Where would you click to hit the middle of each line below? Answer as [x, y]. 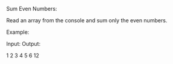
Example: [18, 32]
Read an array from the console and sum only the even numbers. [87, 20]
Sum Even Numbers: [32, 9]
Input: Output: [24, 44]
